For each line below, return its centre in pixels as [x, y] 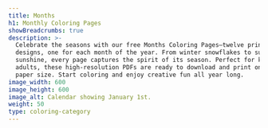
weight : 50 [26, 104]
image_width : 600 [37, 82]
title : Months [32, 16]
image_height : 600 [39, 89]
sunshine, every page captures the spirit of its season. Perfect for [135, 60]
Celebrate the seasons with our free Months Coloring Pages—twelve [130, 45]
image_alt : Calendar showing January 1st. [80, 97]
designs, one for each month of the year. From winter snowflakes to [133, 52]
